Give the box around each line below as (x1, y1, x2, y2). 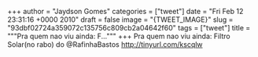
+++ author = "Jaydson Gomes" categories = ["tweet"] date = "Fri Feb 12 (7, 7, 244, 16)
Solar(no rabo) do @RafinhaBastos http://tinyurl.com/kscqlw (7, 40, 203, 49)
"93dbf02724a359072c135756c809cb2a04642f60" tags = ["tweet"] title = (7, 23, 251, 32)
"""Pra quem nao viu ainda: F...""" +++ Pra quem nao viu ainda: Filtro (7, 31, 230, 41)
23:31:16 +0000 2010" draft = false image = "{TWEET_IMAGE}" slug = (7, 15, 234, 24)
